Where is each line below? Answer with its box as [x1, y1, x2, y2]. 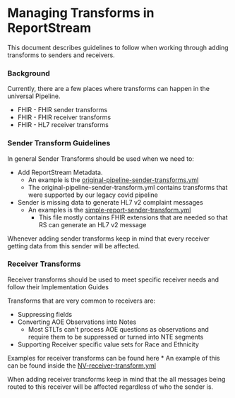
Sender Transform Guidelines [7, 138, 111, 148]
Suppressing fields [17, 310, 73, 318]
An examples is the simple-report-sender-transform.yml [28, 205, 191, 214]
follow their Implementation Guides [7, 282, 109, 291]
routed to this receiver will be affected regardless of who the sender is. [7, 382, 214, 391]
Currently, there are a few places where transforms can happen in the [7, 85, 210, 93]
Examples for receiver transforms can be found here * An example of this [7, 354, 220, 362]
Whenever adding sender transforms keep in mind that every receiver [7, 234, 210, 243]
